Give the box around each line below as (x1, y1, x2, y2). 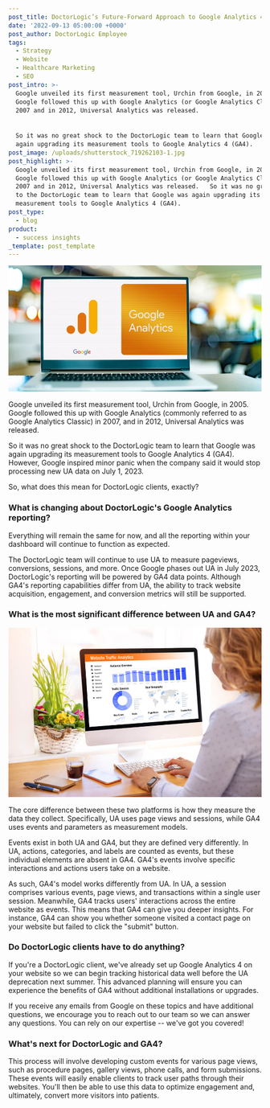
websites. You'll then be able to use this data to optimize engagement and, (8, 1082, 256, 1092)
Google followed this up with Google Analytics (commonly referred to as (8, 408, 247, 418)
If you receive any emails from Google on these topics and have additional (8, 1001, 254, 1011)
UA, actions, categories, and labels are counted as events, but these (8, 846, 235, 856)
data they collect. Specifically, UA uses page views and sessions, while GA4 (8, 813, 261, 823)
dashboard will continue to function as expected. (8, 539, 170, 548)
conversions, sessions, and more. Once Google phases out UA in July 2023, (8, 563, 260, 572)
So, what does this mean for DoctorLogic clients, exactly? (8, 482, 199, 492)
